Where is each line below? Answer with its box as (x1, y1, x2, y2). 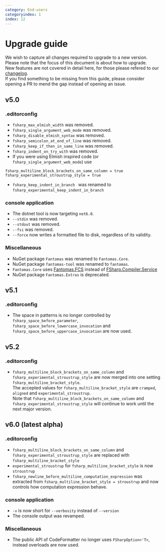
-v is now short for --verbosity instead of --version (12, 507, 119, 514)
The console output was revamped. (12, 513, 85, 519)
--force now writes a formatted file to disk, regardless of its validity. (12, 232, 152, 238)
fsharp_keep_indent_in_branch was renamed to (12, 182, 112, 187)
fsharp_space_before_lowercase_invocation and (12, 323, 111, 329)
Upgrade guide (5, 38, 68, 49)
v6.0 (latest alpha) (5, 420, 64, 429)
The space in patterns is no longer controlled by (12, 312, 111, 318)
